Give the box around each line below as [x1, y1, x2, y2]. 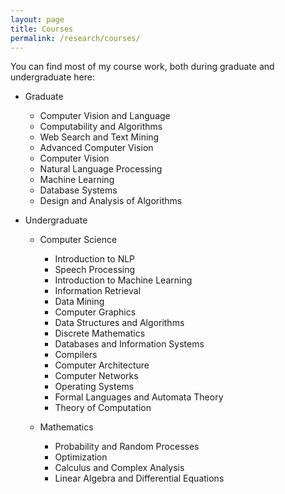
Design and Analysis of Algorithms [39, 195, 183, 207]
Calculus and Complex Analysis [54, 462, 185, 474]
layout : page [10, 14, 65, 25]
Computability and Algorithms [39, 121, 163, 133]
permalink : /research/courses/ [10, 33, 141, 43]
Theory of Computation [54, 402, 152, 414]
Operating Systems [54, 381, 135, 393]
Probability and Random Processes [54, 441, 200, 453]
